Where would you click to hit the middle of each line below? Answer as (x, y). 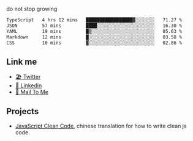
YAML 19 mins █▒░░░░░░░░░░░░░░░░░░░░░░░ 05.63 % (94, 31)
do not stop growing (32, 9)
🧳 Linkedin (28, 85)
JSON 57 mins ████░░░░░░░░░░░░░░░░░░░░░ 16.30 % (94, 26)
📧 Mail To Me (32, 92)
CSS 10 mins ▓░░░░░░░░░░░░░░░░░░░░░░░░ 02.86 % (94, 43)
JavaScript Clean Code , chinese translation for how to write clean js (101, 126)
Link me (22, 61)
